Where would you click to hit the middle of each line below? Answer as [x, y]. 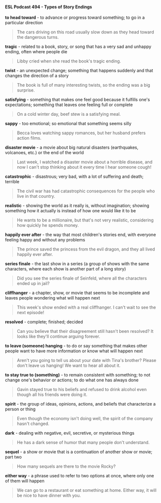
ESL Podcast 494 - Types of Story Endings [49, 7]
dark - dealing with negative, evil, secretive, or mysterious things [70, 433]
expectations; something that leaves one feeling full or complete [69, 105]
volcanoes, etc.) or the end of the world [44, 153]
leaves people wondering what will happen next [52, 298]
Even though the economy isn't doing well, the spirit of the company [85, 419]
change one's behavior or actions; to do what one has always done [72, 380]
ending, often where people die [36, 52]
